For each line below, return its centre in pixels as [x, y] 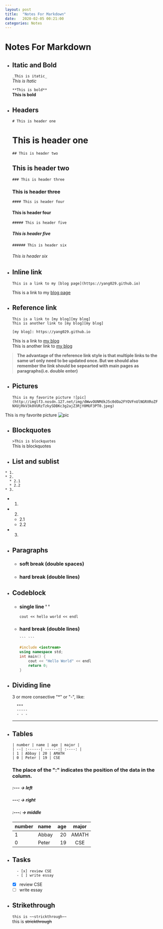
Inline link [27, 272]
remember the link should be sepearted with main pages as [78, 366]
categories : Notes [24, 23]
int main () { [33, 657]
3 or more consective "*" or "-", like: [48, 697]
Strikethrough [33, 905]
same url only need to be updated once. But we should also [78, 360]
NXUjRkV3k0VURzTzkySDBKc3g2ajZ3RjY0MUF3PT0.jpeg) [63, 406]
